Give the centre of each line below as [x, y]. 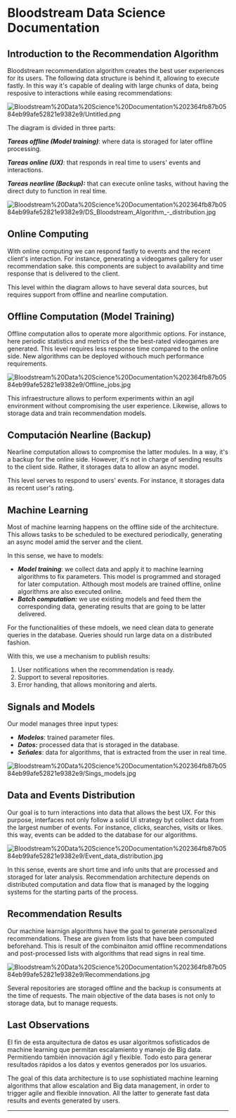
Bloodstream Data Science [86, 13]
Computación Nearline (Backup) [79, 435]
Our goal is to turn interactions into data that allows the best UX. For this [112, 812]
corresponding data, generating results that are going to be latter [111, 606]
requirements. [27, 363]
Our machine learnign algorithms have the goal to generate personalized [112, 931]
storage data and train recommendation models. [77, 413]
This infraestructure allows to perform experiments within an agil [101, 398]
